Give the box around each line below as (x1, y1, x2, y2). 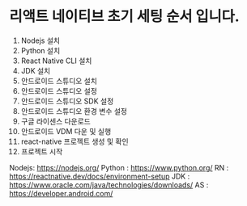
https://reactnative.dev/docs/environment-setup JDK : (9, 171, 190, 181)
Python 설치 (20, 45, 61, 55)
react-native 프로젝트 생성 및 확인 (20, 137, 129, 146)
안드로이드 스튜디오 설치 (20, 76, 98, 86)
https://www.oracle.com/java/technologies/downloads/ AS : (9, 179, 209, 190)
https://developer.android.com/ (9, 188, 113, 198)
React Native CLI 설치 (20, 56, 92, 65)
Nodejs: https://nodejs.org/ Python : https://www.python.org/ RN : (9, 162, 229, 172)
